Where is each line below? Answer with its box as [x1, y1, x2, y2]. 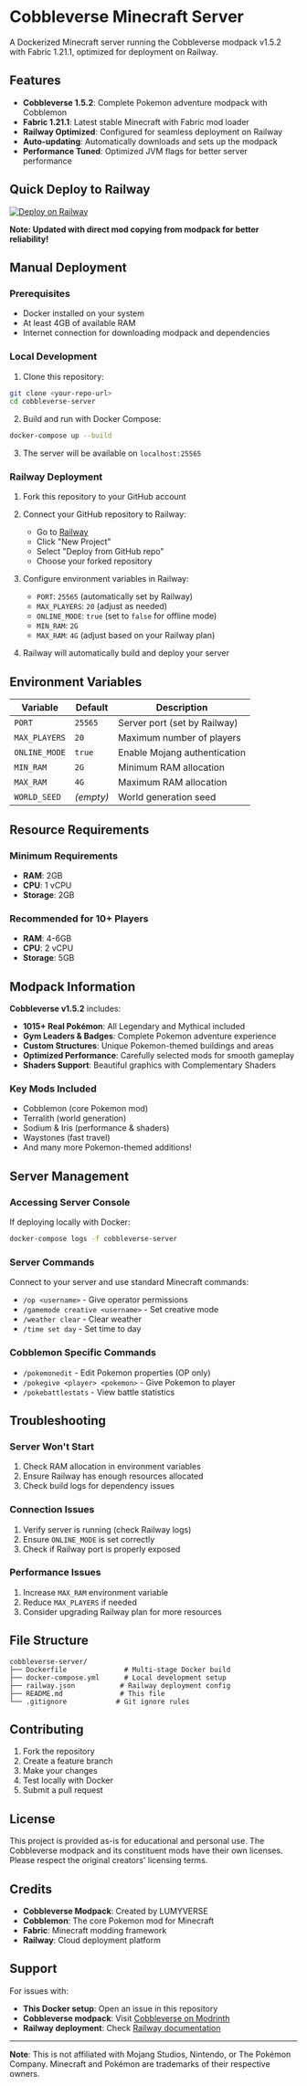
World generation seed [118, 791, 217, 804]
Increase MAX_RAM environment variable [22, 1586, 169, 1597]
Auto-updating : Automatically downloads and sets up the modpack [22, 135, 278, 147]
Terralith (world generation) [22, 1112, 127, 1124]
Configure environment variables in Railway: [22, 574, 189, 585]
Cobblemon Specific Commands [9, 1346, 157, 1359]
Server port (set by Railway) [118, 717, 238, 730]
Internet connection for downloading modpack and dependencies [22, 327, 270, 339]
